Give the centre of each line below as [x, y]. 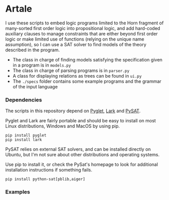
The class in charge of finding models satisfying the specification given [88, 59]
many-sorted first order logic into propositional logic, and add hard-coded [83, 28]
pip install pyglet [26, 136]
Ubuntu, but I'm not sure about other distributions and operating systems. [82, 155]
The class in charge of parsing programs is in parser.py [71, 70]
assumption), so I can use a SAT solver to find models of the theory [76, 44]
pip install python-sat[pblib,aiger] [45, 179]
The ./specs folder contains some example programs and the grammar [87, 81]
